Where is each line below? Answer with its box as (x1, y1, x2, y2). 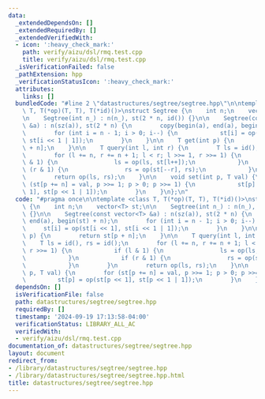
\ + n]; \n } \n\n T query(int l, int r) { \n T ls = (22, 144, 238, 152)
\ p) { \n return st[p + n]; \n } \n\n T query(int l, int (22, 232, 256, 240)
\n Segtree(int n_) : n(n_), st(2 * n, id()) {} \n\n (22, 115, 211, 122)
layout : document (8, 349, 65, 358)
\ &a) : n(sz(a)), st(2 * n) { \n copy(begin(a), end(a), (22, 122, 238, 130)
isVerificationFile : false (15, 291, 104, 299)
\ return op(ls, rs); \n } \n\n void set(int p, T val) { (22, 173, 256, 182)
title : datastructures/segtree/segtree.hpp (8, 378, 154, 387)
